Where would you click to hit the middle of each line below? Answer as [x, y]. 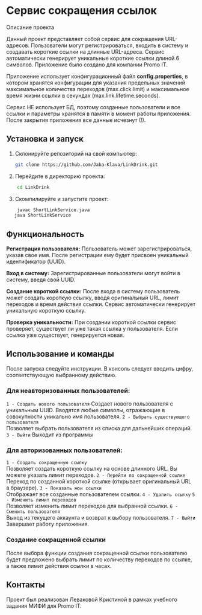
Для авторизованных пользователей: [65, 450]
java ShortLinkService [42, 215]
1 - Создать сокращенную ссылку [47, 463]
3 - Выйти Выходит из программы [50, 435]
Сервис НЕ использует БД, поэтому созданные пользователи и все [93, 107]
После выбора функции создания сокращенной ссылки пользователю [97, 553]
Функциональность [45, 234]
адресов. [18, 45]
